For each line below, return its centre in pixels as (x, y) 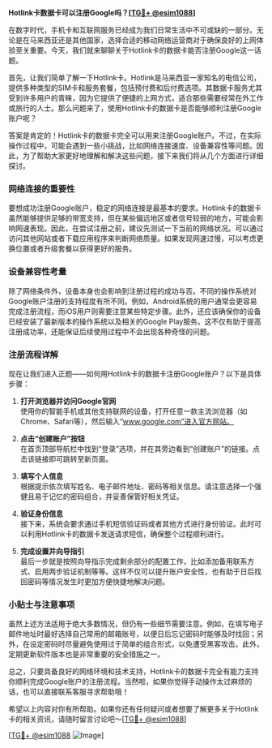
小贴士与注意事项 (42, 604)
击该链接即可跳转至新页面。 (66, 458)
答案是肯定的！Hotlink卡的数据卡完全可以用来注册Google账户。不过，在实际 (135, 135)
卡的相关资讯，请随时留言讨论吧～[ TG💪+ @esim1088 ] (98, 719)
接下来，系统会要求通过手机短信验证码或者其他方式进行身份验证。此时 (137, 523)
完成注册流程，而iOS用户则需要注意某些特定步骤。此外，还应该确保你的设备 (135, 311)
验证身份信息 (41, 514)
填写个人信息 (41, 476)
